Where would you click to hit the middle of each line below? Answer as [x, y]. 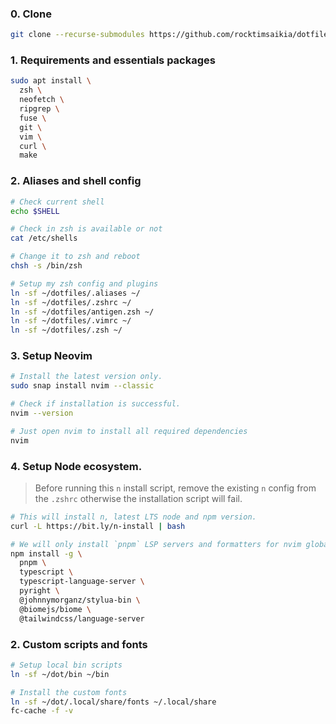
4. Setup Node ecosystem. [76, 466]
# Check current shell [57, 202]
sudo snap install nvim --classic [82, 386]
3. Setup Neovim [51, 356]
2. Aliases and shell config [76, 181]
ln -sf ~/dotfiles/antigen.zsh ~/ [82, 312]
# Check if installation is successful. [96, 404]
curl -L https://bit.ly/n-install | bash [98, 526]
